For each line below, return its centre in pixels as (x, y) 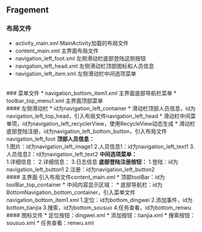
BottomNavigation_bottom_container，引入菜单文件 (71, 192)
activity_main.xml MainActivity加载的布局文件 (72, 43)
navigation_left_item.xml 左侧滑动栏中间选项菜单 (76, 73)
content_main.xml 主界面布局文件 (57, 51)
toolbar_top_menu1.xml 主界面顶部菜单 (55, 101)
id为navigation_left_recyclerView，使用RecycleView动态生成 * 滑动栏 (109, 123)
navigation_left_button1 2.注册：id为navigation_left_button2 (81, 169)
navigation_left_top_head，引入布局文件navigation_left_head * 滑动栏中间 (99, 116)
